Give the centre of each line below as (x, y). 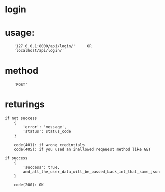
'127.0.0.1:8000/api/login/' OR (53, 46)
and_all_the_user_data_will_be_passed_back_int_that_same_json (91, 172)
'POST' (21, 85)
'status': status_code (47, 131)
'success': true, (41, 167)
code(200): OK (29, 185)
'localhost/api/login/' (39, 51)
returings (25, 105)
